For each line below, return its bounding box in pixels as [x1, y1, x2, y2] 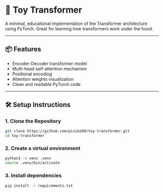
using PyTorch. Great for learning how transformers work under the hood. [5, 25, 153, 31]
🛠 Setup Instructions [5, 101, 71, 109]
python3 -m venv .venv [5, 156, 51, 161]
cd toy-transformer [5, 133, 45, 138]
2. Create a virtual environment [5, 145, 81, 152]
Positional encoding [12, 71, 52, 77]
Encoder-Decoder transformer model [12, 61, 87, 66]
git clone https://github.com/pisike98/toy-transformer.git [5, 129, 130, 134]
